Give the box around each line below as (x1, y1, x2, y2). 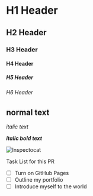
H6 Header (6, 89, 33, 96)
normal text (6, 107, 50, 117)
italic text (6, 123, 28, 130)
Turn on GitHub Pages (14, 170, 69, 177)
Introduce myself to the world (14, 183, 87, 190)
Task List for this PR (6, 158, 54, 165)
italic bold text (6, 135, 43, 142)
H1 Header (6, 4, 58, 17)
